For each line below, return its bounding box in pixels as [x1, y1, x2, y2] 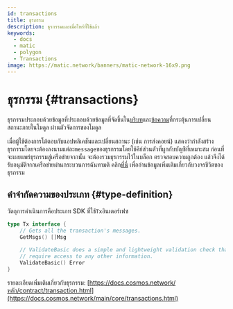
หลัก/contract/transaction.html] [7, 286, 94, 294]
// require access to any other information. [19, 253, 154, 260]
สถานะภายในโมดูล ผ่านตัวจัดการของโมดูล [7, 123, 102, 131]
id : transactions [7, 10, 58, 17]
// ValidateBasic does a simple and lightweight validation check [19, 247, 216, 253]
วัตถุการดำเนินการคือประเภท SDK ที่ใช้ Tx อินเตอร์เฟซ [7, 207, 129, 215]
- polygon [13, 49, 42, 56]
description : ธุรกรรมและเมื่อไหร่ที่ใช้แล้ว [7, 23, 100, 30]
